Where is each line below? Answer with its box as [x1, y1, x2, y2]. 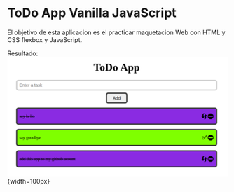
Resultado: [7, 49, 39, 57]
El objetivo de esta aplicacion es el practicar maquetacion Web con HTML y [7, 28, 226, 36]
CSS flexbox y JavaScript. [7, 35, 83, 43]
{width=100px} [7, 177, 50, 185]
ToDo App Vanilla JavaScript [7, 5, 177, 21]
